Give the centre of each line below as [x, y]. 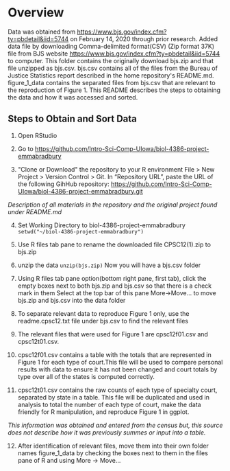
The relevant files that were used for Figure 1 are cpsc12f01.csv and [113, 334]
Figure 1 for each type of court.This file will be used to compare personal [120, 362]
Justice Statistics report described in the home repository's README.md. [111, 75]
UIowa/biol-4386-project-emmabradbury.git [80, 191]
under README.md [35, 211]
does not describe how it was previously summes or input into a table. [107, 432]
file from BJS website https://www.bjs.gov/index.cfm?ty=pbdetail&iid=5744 [114, 54]
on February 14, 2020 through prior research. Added [144, 38]
